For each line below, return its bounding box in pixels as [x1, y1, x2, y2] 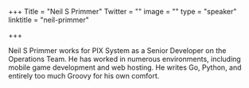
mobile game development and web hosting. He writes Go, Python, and [8, 63, 242, 72]
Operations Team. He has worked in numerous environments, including [8, 55, 241, 63]
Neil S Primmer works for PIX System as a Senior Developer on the [8, 46, 227, 55]
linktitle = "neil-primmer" [8, 15, 90, 25]
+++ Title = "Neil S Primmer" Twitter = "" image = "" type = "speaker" [8, 7, 237, 16]
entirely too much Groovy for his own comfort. [8, 71, 160, 80]
